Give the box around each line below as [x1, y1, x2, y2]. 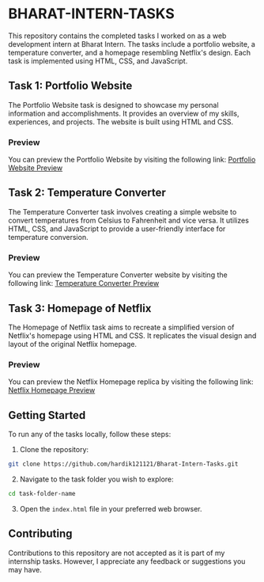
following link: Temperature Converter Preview [8, 279, 160, 288]
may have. [8, 565, 42, 574]
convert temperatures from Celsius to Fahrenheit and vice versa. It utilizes [8, 215, 249, 225]
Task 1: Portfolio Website [8, 79, 133, 93]
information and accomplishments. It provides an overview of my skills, [8, 108, 239, 118]
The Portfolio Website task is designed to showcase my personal [8, 100, 219, 109]
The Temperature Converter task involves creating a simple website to [8, 207, 237, 216]
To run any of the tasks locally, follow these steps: [8, 429, 172, 439]
